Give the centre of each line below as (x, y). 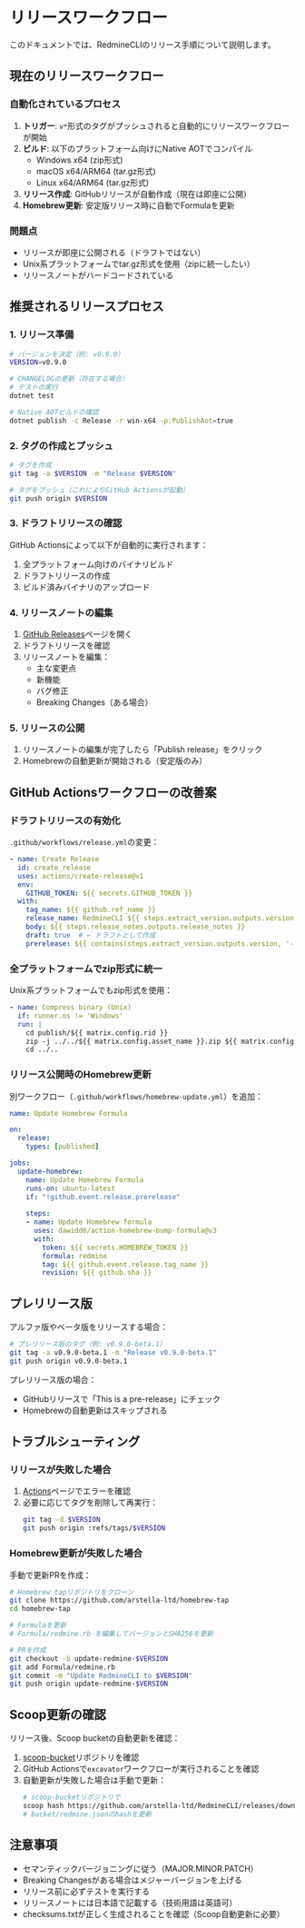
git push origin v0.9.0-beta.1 (69, 1361)
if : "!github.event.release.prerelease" (103, 1197)
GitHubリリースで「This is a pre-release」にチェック (121, 1398)
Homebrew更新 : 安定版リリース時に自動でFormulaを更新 (128, 205)
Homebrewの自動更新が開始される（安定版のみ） (114, 761)
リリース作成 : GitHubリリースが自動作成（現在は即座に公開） (137, 194)
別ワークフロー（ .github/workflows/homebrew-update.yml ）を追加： (136, 1096)
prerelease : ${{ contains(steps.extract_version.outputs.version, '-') (164, 944)
